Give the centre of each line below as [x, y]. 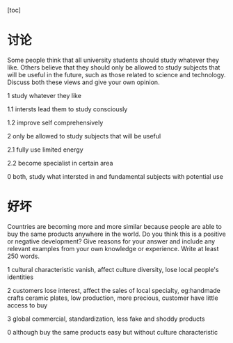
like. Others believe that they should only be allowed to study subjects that [114, 67]
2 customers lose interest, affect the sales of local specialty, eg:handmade [114, 290]
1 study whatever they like [45, 95]
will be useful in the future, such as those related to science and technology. [116, 74]
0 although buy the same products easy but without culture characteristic [112, 332]
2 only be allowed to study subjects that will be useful [84, 136]
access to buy [27, 305]
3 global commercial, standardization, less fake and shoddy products [106, 319]
